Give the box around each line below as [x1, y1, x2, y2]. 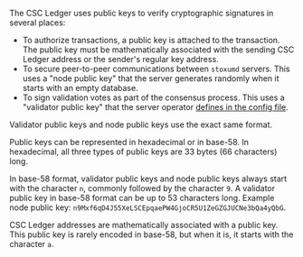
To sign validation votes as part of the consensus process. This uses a [22, 92, 285, 103]
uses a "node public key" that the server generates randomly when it [22, 73, 279, 84]
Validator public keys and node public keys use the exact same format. [9, 119, 273, 130]
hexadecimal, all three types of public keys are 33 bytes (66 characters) [9, 146, 278, 157]
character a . [9, 239, 54, 249]
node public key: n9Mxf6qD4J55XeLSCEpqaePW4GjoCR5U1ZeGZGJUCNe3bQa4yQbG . [9, 202, 287, 213]
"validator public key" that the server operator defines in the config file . [22, 102, 289, 112]
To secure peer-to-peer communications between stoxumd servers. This [22, 63, 291, 74]
